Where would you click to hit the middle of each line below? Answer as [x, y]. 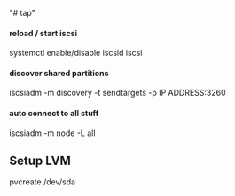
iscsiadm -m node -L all [52, 133]
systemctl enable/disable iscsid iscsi [76, 53]
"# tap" [22, 13]
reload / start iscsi [43, 33]
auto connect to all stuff [54, 113]
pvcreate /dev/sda [43, 182]
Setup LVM [40, 161]
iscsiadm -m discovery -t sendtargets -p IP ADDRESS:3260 [117, 93]
